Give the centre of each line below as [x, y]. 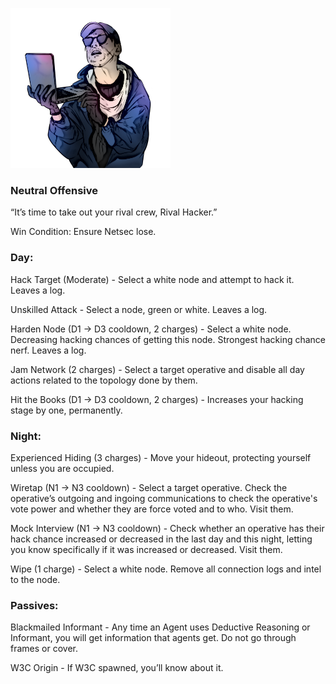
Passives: [34, 605]
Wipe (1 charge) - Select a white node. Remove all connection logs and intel [166, 569]
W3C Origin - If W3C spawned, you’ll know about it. [117, 668]
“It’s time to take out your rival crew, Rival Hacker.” [114, 212]
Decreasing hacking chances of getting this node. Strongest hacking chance [168, 339]
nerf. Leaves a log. [48, 350]
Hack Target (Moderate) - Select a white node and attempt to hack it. [152, 279]
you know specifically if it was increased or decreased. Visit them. [146, 549]
